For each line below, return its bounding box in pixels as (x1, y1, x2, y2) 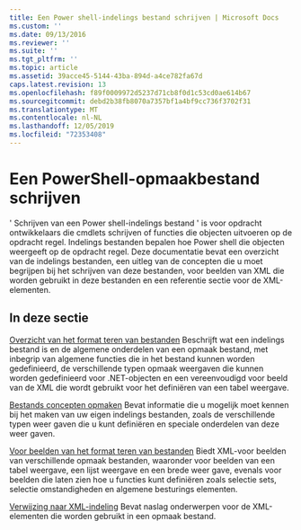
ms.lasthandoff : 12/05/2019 (9, 122, 115, 131)
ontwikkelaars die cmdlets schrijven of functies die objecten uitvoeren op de (9, 226, 293, 238)
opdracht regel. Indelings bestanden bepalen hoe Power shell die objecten (9, 236, 285, 247)
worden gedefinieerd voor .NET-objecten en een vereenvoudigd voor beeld (9, 372, 288, 383)
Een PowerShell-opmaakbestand (9, 169, 261, 190)
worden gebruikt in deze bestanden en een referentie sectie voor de (9, 275, 262, 286)
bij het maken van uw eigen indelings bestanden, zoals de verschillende (9, 409, 276, 420)
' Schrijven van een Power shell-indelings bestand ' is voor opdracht (9, 217, 262, 228)
